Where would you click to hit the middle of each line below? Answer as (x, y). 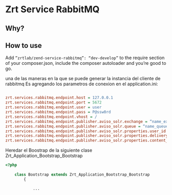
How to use (24, 45)
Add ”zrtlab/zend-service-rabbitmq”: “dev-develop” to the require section (85, 58)
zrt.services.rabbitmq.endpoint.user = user (53, 107)
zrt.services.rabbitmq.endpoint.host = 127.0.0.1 (59, 98)
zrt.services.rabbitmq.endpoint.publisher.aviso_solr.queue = (73, 126)
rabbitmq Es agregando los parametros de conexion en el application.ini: (82, 84)
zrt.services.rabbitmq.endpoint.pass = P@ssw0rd (58, 112)
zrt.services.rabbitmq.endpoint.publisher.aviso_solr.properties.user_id (86, 131)
